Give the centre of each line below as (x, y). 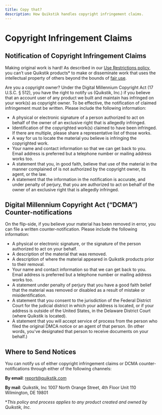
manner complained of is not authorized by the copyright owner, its (79, 169)
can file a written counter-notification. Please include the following (71, 229)
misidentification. (29, 295)
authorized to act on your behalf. (44, 249)
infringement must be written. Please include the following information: (76, 108)
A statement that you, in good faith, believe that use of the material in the (85, 164)
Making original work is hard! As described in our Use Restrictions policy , (78, 67)
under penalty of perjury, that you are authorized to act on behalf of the (83, 184)
